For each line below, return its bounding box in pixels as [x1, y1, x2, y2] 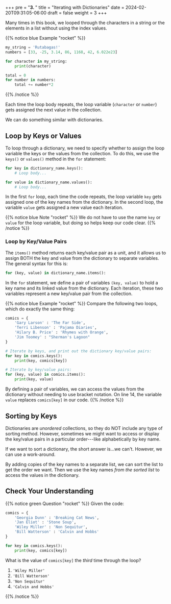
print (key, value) [14, 377, 54, 382]
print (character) [14, 63, 52, 68]
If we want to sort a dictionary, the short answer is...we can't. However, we [5, 446, 162, 452]
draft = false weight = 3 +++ [47, 10, 107, 16]
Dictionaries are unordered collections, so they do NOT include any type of [5, 425, 163, 431]
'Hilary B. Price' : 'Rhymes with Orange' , [14, 330, 109, 335]
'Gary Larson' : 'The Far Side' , [14, 320, 86, 326]
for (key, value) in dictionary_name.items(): [5, 270, 106, 275]
